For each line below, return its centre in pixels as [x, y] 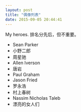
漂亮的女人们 [26, 104]
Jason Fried [25, 80]
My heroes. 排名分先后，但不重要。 [42, 35]
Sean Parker [26, 45]
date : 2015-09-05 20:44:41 [34, 19]
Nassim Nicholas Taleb [36, 98]
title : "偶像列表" [23, 15]
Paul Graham [26, 75]
